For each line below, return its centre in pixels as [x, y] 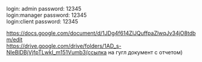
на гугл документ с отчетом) [145, 52]
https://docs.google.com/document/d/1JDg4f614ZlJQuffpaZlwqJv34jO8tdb [101, 33]
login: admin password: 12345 [44, 9]
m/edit [15, 39]
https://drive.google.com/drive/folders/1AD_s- [64, 46]
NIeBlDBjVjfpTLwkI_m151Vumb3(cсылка [57, 52]
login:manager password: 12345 [47, 15]
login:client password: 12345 [42, 21]
